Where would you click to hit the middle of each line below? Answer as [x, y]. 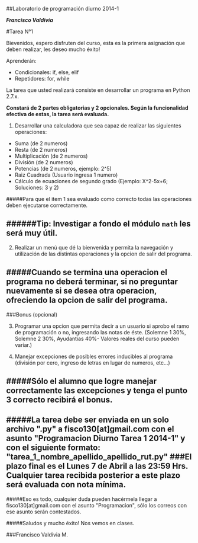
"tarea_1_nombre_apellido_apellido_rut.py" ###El [99, 457]
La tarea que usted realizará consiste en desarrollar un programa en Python [98, 90]
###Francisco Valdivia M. [37, 534]
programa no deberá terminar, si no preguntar [92, 282]
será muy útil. [32, 233]
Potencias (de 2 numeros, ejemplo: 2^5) [63, 169]
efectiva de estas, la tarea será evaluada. [58, 114]
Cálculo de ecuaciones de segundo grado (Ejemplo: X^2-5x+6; [91, 181]
